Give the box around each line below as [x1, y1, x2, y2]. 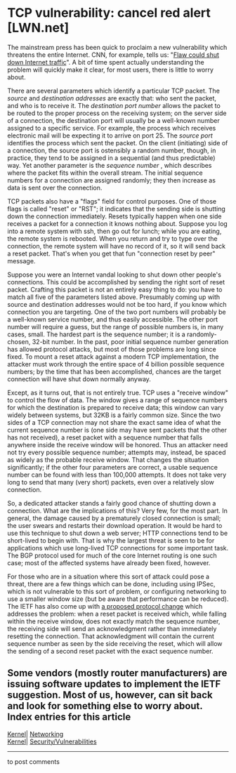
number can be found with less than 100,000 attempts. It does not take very [7, 470, 227, 479]
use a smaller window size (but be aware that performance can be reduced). [7, 595, 229, 603]
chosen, [7, 337, 31, 345]
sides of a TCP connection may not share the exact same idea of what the [7, 418, 221, 426]
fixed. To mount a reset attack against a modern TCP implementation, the [7, 352, 219, 361]
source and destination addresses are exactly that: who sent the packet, [7, 93, 216, 103]
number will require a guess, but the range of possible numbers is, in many [7, 322, 224, 331]
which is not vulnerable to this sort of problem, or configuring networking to [7, 587, 227, 595]
